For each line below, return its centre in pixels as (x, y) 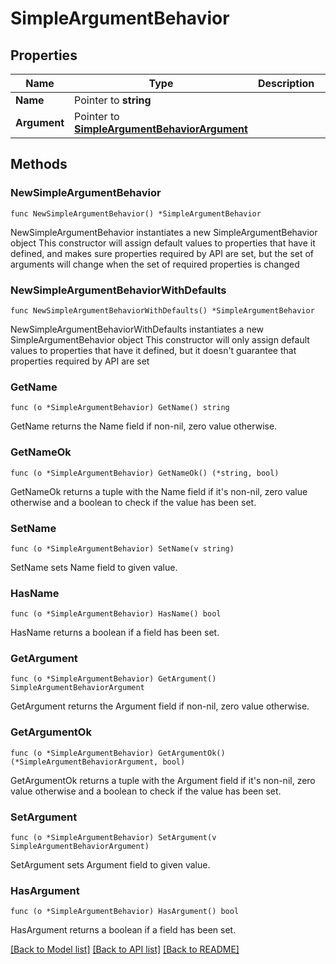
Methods (39, 164)
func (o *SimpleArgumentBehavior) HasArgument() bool (125, 912)
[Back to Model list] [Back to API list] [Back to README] (125, 949)
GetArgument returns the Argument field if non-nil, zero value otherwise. (160, 706)
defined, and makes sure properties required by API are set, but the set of (162, 253)
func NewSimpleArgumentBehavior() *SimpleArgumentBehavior (136, 213)
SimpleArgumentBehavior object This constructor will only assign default (160, 339)
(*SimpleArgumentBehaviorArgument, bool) (98, 762)
